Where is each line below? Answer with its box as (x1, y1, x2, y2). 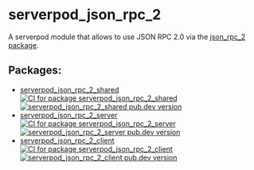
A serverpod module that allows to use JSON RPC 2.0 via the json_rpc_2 (8, 32, 246, 42)
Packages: (8, 64, 62, 77)
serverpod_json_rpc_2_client (19, 136, 115, 145)
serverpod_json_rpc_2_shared (19, 85, 119, 94)
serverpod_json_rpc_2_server (19, 110, 118, 120)
